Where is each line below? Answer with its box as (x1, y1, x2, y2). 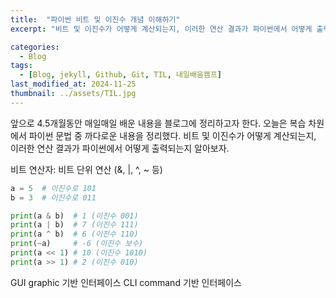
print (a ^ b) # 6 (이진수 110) (10, 229, 139, 240)
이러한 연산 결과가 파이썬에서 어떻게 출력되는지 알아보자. (10, 142, 230, 154)
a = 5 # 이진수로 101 (10, 183, 97, 193)
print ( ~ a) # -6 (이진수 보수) (10, 239, 144, 249)
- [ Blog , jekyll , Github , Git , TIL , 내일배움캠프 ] (19, 70, 222, 80)
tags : (10, 61, 33, 71)
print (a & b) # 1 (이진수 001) (10, 211, 139, 221)
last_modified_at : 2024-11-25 (10, 79, 137, 90)
